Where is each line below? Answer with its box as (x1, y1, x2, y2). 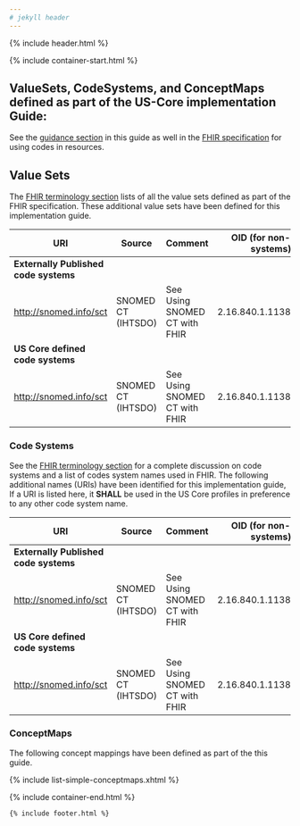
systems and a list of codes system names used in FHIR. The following (9, 470, 269, 480)
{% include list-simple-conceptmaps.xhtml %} (9, 774, 180, 785)
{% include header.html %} (9, 38, 109, 48)
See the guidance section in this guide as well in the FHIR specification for (9, 132, 282, 143)
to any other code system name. (9, 497, 129, 509)
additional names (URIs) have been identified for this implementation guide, (9, 479, 287, 489)
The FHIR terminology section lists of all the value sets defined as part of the (9, 191, 291, 202)
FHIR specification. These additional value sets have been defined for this (9, 201, 281, 212)
